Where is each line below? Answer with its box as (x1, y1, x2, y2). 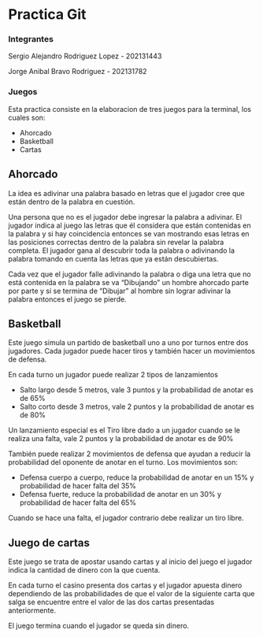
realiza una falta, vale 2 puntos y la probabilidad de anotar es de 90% (8, 434, 234, 443)
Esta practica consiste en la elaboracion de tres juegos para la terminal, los (8, 104, 252, 113)
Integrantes (8, 34, 54, 45)
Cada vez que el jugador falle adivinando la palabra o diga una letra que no (8, 269, 252, 279)
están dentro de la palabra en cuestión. (8, 197, 135, 206)
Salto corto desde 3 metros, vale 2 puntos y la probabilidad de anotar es (19, 402, 254, 411)
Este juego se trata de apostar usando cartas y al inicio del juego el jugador (8, 557, 253, 566)
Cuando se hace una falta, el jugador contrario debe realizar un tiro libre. (8, 514, 244, 523)
